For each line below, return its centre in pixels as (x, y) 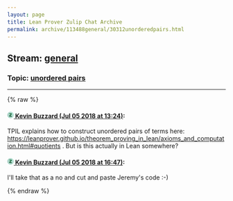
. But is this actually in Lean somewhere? (120, 146)
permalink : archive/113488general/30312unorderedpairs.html (96, 29)
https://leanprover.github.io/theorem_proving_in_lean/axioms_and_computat (116, 139)
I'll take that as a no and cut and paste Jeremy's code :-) (88, 177)
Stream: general (43, 58)
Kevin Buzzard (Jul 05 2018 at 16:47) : (70, 162)
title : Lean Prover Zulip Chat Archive (65, 22)
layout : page (26, 15)
